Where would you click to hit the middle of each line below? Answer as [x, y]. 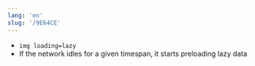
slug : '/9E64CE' [34, 23]
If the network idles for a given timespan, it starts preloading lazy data [133, 53]
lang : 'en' [25, 15]
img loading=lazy [48, 46]
